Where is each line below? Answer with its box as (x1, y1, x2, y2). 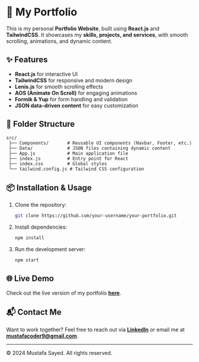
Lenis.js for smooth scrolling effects (14, 83, 104, 90)
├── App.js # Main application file (8, 150, 129, 156)
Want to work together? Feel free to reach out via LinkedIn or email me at (6, 326, 185, 333)
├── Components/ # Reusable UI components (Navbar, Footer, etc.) (8, 140, 192, 146)
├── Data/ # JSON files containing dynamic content (8, 145, 171, 151)
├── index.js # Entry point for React (8, 155, 129, 162)
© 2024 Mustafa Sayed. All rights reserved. (6, 349, 113, 356)
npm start (14, 257, 40, 263)
